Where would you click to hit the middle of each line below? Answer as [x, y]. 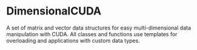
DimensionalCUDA [54, 11]
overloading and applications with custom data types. [73, 40]
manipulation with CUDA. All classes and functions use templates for [92, 34]
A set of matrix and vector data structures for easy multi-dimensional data [99, 28]
